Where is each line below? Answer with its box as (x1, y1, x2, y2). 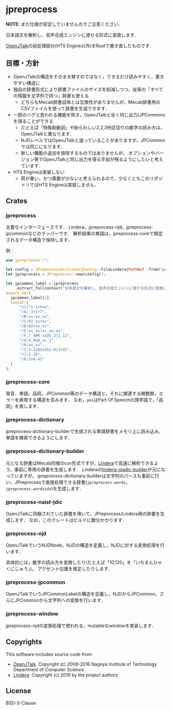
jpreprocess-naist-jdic (6, 498, 63, 505)
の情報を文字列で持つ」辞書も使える (13, 93, 89, 99)
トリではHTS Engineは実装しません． (20, 182, 99, 188)
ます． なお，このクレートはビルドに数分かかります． (14, 517, 127, 523)
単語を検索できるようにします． (6, 435, 73, 441)
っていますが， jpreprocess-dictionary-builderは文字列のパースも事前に (6, 472, 155, 479)
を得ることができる (13, 118, 54, 124)
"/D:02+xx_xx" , (19, 323, 52, 329)
